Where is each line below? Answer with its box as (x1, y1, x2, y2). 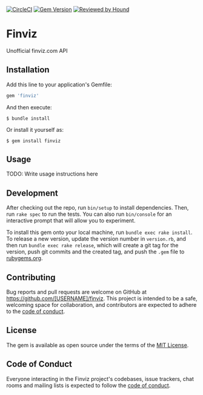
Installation (6, 64, 50, 75)
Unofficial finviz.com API (6, 47, 68, 54)
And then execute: (6, 103, 52, 111)
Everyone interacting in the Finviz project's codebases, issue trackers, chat (6, 375, 194, 382)
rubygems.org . (6, 255, 43, 262)
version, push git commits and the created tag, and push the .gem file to (6, 248, 185, 255)
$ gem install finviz (6, 137, 61, 144)
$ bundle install (6, 115, 50, 122)
